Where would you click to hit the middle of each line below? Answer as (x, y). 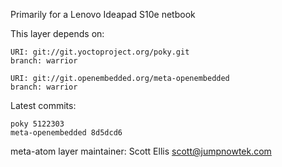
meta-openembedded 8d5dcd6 (66, 133)
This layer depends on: (57, 33)
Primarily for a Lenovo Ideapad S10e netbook (103, 14)
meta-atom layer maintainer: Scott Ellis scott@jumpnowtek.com (141, 151)
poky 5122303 (37, 124)
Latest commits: (43, 105)
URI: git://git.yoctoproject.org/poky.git (100, 52)
